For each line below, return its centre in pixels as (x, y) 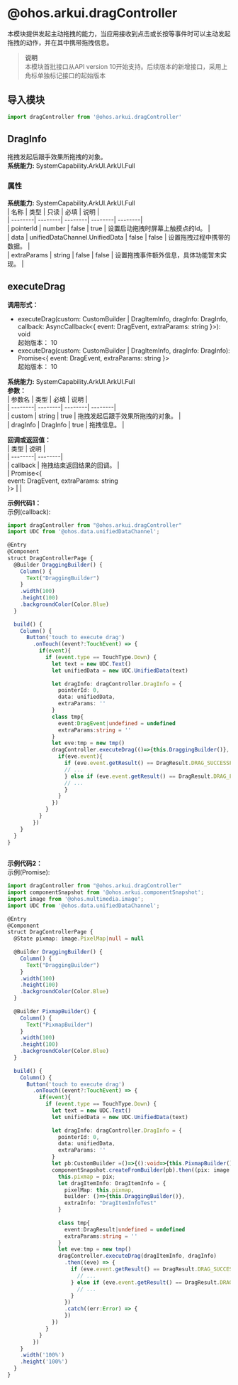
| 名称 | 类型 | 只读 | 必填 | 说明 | (53, 212)
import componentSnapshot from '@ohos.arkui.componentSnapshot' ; (106, 893)
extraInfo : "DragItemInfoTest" (110, 1203)
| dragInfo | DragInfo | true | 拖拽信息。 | (66, 424)
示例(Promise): (29, 872)
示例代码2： (25, 863)
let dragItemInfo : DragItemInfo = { (112, 1183)
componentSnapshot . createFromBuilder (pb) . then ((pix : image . (142, 1170)
